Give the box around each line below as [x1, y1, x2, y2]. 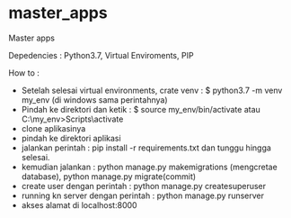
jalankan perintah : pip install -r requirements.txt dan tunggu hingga [21, 142, 271, 153]
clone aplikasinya [21, 123, 86, 133]
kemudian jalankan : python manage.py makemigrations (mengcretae [21, 161, 278, 172]
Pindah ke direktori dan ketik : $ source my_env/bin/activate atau [21, 104, 261, 114]
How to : [8, 67, 40, 78]
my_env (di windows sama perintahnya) [21, 94, 168, 105]
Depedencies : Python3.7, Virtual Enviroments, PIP [8, 50, 194, 60]
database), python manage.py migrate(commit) [21, 170, 197, 182]
